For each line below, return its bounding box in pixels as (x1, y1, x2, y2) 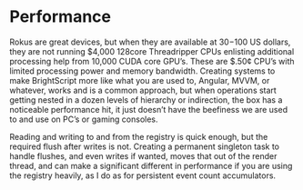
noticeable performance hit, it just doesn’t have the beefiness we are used (9, 104, 288, 115)
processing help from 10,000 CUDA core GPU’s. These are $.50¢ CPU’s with (9, 55, 295, 66)
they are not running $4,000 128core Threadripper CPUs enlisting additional (9, 45, 295, 56)
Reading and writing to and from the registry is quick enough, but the (9, 131, 268, 142)
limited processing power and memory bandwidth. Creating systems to (9, 65, 276, 76)
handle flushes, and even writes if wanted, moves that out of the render (9, 150, 278, 161)
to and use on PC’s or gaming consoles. (9, 114, 158, 125)
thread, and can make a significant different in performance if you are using (9, 160, 293, 171)
